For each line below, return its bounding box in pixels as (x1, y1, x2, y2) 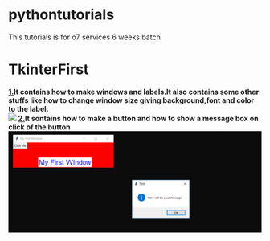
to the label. (8, 104, 49, 113)
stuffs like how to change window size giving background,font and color (8, 95, 255, 105)
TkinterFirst (8, 60, 89, 79)
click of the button (8, 122, 71, 132)
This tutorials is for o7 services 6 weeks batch (8, 32, 161, 42)
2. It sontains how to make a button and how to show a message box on (18, 113, 259, 123)
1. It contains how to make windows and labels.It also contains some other (8, 87, 260, 96)
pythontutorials (8, 6, 115, 24)
